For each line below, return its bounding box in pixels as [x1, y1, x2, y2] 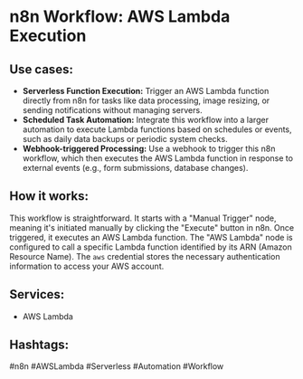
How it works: [9, 188, 89, 204]
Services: [9, 287, 65, 302]
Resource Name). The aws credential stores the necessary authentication [9, 251, 280, 261]
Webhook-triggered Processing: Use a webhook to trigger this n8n [22, 143, 276, 154]
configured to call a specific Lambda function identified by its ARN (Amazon [9, 242, 292, 252]
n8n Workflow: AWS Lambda [9, 6, 231, 27]
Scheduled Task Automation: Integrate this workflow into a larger [22, 115, 270, 125]
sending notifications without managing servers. [22, 105, 203, 115]
